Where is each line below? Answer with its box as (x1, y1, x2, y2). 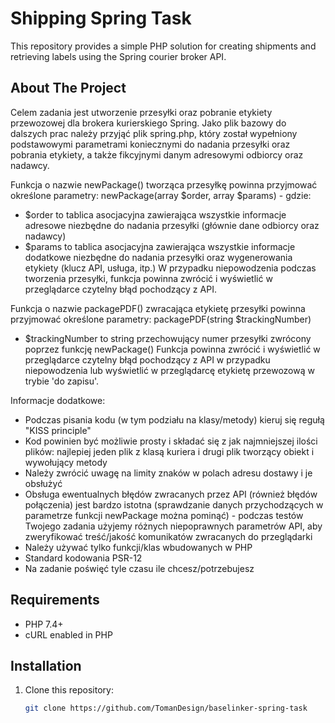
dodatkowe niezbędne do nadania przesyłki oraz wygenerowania (24, 251, 293, 263)
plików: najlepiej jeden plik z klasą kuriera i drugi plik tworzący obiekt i (24, 445, 315, 457)
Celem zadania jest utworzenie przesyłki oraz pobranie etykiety (10, 106, 273, 118)
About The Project (10, 80, 127, 97)
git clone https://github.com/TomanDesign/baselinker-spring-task (24, 703, 308, 714)
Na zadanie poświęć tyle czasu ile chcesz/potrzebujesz (24, 562, 255, 574)
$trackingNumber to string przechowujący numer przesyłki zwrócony (24, 332, 312, 344)
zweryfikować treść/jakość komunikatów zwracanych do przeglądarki (24, 530, 313, 542)
